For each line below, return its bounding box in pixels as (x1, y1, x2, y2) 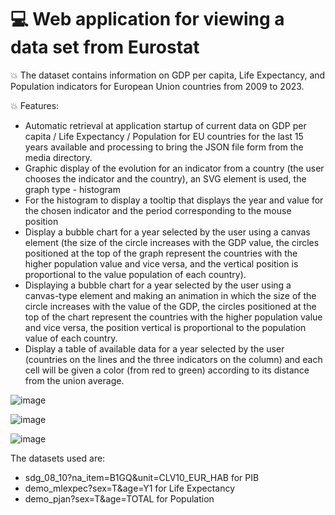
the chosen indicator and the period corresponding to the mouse (24, 204, 292, 216)
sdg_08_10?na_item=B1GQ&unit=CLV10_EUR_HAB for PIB (24, 471, 260, 483)
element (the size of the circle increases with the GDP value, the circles (24, 236, 320, 248)
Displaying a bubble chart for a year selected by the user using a (24, 279, 292, 291)
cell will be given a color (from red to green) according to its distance (24, 364, 310, 376)
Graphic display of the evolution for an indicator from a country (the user (24, 162, 325, 174)
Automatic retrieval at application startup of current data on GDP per (24, 119, 307, 131)
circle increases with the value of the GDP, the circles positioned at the (24, 300, 317, 312)
